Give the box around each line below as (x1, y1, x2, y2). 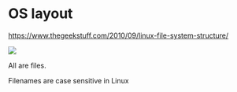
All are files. (8, 61, 46, 70)
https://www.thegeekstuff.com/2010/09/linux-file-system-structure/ (8, 31, 229, 40)
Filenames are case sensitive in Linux (8, 75, 129, 85)
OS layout (8, 5, 73, 23)
